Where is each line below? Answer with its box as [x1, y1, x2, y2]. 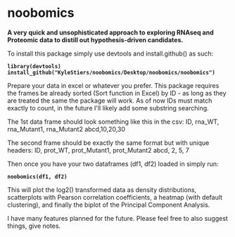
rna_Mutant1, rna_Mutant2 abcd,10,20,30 [7, 124, 125, 133]
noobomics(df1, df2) [7, 173, 68, 180]
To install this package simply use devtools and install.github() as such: [7, 49, 214, 58]
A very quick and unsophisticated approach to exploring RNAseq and [7, 28, 214, 37]
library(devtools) [7, 63, 61, 70]
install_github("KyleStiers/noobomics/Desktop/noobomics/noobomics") [7, 69, 216, 76]
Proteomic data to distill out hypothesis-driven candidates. [7, 35, 184, 44]
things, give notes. [7, 222, 61, 230]
